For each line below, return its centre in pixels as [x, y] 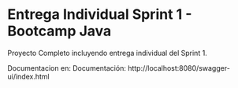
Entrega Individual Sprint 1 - [100, 15]
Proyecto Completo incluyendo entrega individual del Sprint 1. [108, 53]
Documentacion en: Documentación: [67, 68]
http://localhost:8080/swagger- [179, 68]
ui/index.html [28, 76]
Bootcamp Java [59, 31]
